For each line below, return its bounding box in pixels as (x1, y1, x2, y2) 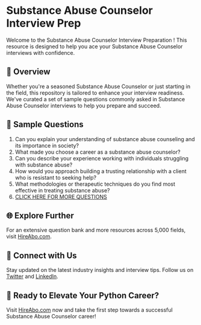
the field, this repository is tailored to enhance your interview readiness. (6, 89, 185, 96)
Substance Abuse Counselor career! (6, 313, 96, 320)
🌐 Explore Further (6, 210, 74, 221)
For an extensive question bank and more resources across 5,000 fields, (6, 227, 186, 234)
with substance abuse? (14, 161, 73, 168)
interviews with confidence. (6, 49, 75, 56)
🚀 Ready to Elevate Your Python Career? (6, 290, 159, 300)
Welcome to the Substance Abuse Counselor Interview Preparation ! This (6, 36, 188, 43)
